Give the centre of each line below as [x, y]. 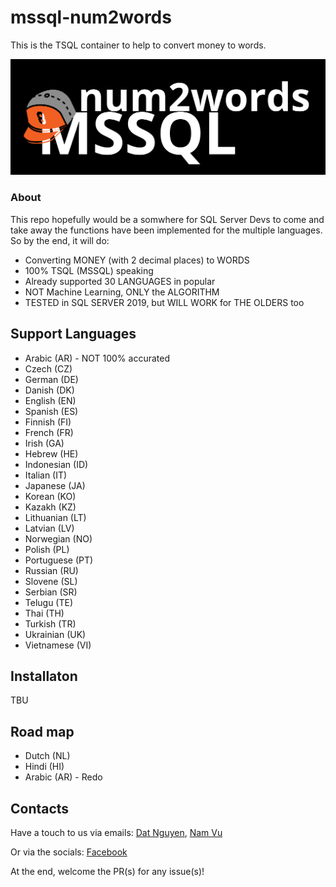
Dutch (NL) [47, 756]
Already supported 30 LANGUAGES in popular [120, 281]
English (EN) [50, 400]
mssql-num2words [91, 17]
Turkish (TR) [50, 623]
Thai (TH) [44, 613]
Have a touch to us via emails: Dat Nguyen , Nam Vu [116, 833]
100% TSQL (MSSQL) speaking [89, 270]
